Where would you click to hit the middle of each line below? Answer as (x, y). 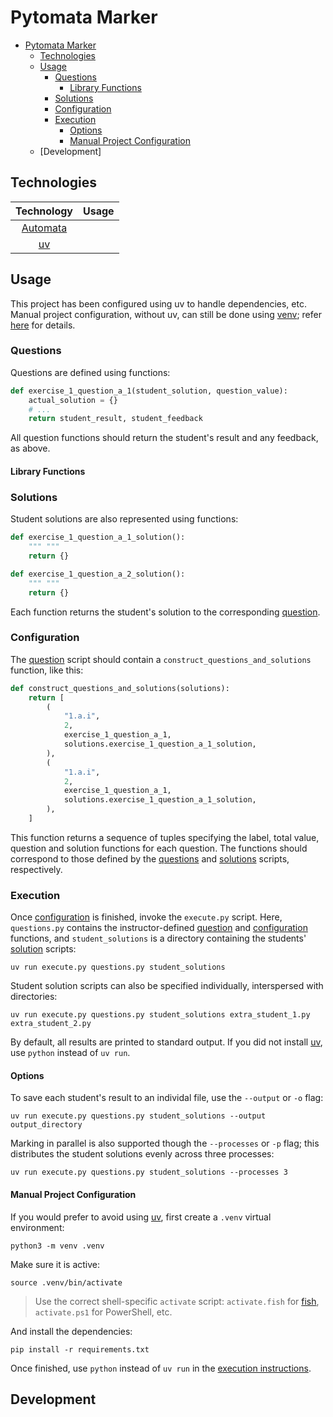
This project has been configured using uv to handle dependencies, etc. (158, 303)
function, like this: (47, 670)
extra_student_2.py (51, 1024)
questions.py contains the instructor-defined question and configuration (159, 928)
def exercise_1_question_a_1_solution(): (98, 537)
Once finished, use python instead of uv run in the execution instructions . (161, 1368)
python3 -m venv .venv (57, 1246)
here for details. (43, 325)
